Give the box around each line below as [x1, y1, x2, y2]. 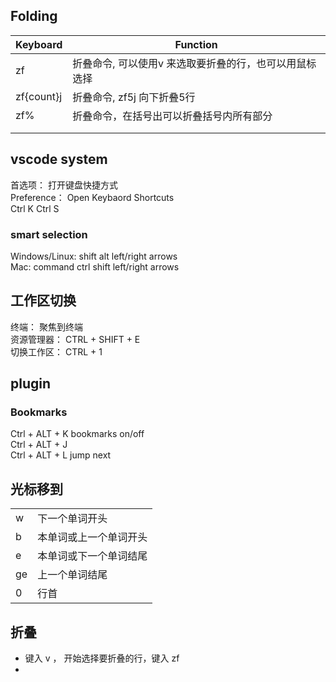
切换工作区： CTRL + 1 [10, 345, 103, 358]
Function [174, 37, 218, 51]
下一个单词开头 [37, 512, 108, 526]
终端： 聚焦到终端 [10, 320, 83, 333]
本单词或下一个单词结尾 [37, 549, 148, 563]
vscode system [10, 151, 108, 168]
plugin [10, 375, 52, 393]
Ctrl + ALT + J [10, 439, 68, 451]
